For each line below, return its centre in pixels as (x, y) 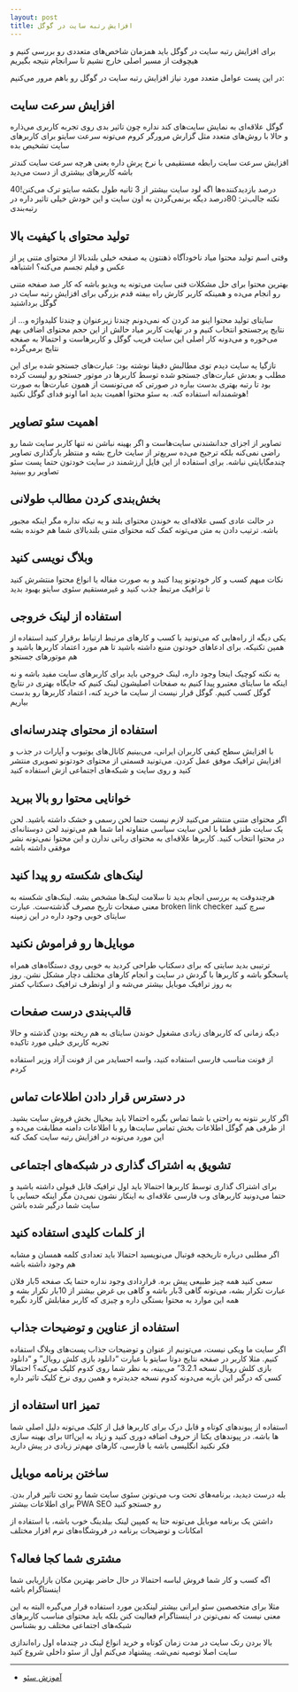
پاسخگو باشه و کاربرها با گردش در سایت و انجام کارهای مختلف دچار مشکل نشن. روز (149, 974)
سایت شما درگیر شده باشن (55, 1205)
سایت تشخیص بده (40, 145)
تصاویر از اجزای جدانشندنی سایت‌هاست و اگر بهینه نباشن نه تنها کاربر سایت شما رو (146, 443)
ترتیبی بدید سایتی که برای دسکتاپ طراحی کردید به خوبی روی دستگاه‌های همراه (140, 965)
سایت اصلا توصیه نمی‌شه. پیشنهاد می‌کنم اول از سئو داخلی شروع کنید (124, 1652)
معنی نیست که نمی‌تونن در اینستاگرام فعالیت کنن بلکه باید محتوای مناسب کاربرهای (145, 1616)
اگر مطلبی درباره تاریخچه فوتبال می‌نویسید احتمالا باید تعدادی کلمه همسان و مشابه (145, 1254)
